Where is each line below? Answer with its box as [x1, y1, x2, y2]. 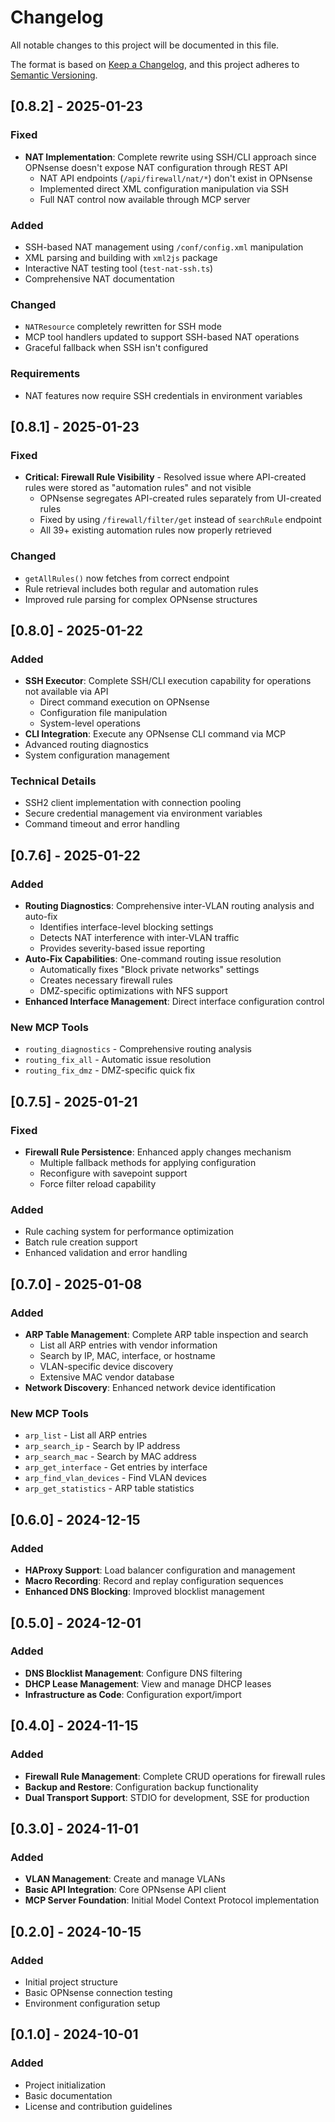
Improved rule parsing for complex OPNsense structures [24, 593, 258, 605]
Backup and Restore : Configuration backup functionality [24, 1781, 259, 1793]
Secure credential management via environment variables [24, 807, 263, 820]
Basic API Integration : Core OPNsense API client [24, 1884, 227, 1896]
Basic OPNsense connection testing [24, 1986, 173, 1998]
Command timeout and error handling [24, 818, 180, 830]
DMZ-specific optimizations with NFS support [39, 985, 228, 997]
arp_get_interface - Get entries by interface [24, 1461, 208, 1473]
